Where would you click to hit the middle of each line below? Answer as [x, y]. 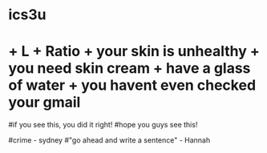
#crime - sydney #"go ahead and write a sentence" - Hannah [109, 140]
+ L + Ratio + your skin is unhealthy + [134, 52]
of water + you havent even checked [132, 85]
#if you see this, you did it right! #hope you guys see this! [103, 125]
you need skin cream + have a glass [129, 68]
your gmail [44, 103]
